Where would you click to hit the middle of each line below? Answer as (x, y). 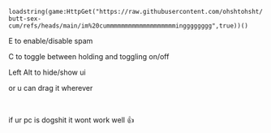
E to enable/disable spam (51, 41)
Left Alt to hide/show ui (47, 72)
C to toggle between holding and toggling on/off (89, 56)
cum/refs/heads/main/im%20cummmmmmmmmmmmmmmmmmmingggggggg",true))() (129, 26)
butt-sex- (25, 19)
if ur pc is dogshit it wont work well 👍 (71, 120)
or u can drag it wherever (51, 88)
